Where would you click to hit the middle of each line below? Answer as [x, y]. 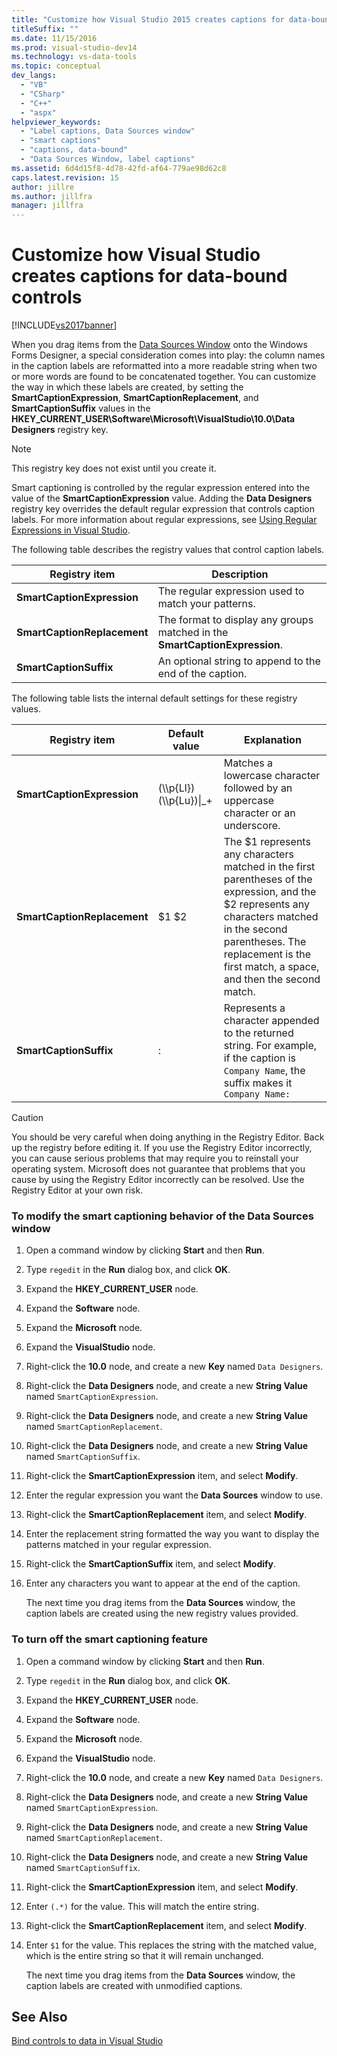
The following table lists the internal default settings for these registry [154, 698]
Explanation [272, 740]
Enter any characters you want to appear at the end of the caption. [163, 1583]
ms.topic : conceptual [56, 66]
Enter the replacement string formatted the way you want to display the [172, 1534]
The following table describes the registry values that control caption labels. [168, 550]
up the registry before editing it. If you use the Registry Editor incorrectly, [162, 1148]
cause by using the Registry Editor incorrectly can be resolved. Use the [158, 1180]
